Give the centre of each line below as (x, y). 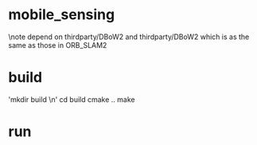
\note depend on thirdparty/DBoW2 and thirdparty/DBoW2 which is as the (129, 37)
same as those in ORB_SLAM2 (58, 45)
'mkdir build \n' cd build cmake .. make (72, 99)
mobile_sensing (62, 15)
